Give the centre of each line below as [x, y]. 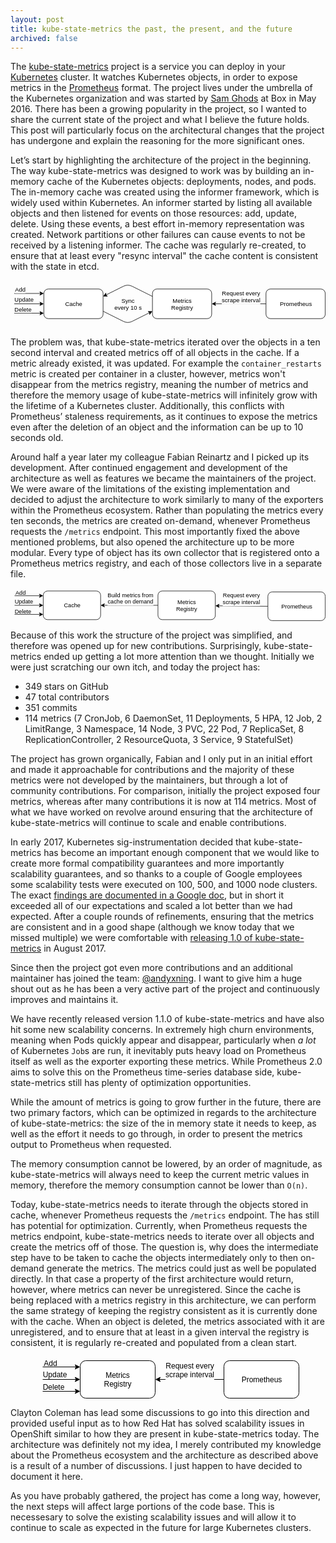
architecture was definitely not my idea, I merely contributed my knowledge [166, 1444]
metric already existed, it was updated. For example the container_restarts [166, 363]
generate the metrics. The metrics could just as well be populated [181, 1268]
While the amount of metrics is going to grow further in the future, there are [166, 1102]
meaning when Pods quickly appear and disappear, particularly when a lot [163, 1040]
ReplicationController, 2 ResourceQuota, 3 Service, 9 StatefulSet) [159, 739]
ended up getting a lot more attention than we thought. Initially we [179, 656]
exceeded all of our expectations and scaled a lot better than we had [151, 905]
